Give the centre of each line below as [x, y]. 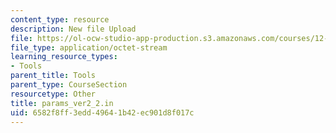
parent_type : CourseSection [69, 85]
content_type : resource [60, 19]
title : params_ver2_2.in [62, 103]
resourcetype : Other [53, 94]
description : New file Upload [73, 29]
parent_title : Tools [53, 76]
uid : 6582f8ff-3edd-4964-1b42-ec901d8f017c [102, 112]
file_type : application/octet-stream [89, 47]
